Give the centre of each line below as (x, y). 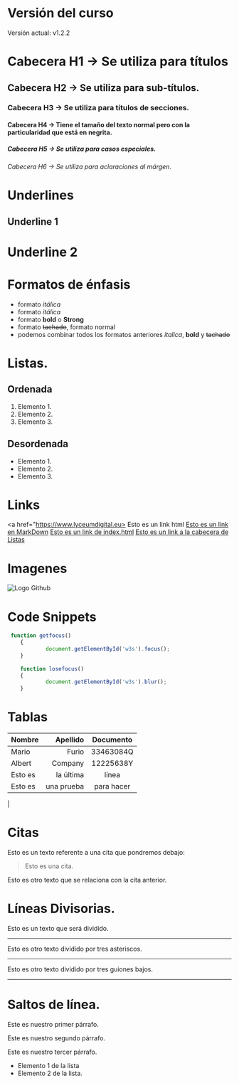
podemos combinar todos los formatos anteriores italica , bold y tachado (124, 334)
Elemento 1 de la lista (48, 1065)
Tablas (28, 717)
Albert (21, 764)
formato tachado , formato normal (67, 327)
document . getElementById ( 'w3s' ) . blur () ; (106, 682)
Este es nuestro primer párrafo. (53, 1024)
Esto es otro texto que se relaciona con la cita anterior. (87, 880)
